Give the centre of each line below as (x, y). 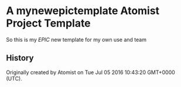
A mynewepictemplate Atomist (83, 11)
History (20, 58)
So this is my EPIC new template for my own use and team (76, 39)
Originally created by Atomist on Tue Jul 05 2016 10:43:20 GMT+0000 (91, 72)
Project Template (48, 23)
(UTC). (14, 78)
